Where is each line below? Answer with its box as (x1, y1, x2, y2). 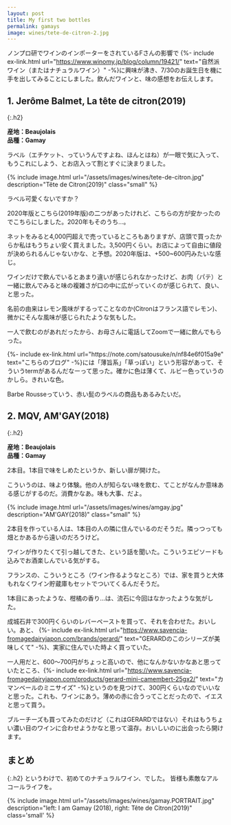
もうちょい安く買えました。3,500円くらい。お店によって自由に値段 (30, 241, 222, 250)
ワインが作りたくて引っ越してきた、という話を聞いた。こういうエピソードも (7, 547, 223, 555)
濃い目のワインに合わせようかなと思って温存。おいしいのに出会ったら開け (12, 723, 224, 732)
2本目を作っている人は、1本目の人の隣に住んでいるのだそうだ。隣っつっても (7, 524, 223, 533)
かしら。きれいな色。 (7, 375, 67, 384)
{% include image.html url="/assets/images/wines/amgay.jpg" (7, 503, 184, 511)
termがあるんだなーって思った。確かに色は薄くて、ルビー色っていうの (25, 367, 224, 375)
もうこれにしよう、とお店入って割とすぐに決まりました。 (7, 159, 170, 168)
